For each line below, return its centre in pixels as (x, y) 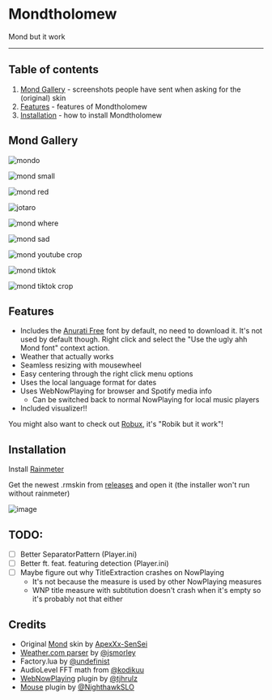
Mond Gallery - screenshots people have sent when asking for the (130, 89)
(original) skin (43, 97)
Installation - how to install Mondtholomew (91, 115)
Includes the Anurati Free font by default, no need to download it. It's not (141, 331)
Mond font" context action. (65, 348)
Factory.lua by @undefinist (65, 661)
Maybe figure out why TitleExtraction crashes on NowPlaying (122, 573)
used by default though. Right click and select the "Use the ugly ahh (134, 339)
